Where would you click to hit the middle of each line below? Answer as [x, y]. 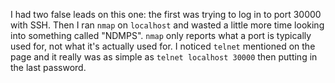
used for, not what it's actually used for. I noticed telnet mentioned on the [163, 46]
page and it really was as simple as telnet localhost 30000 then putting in [164, 57]
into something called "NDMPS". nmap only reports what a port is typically [161, 35]
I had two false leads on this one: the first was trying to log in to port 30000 [166, 14]
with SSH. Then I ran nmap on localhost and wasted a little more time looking [167, 25]
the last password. [48, 67]
